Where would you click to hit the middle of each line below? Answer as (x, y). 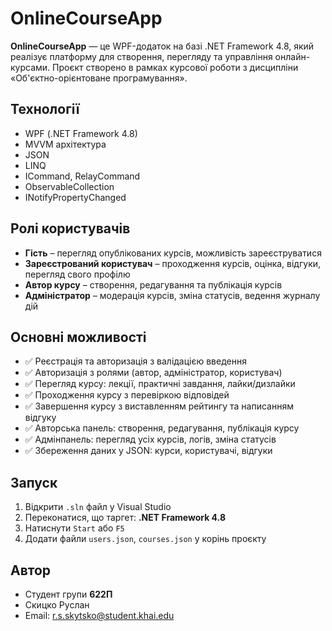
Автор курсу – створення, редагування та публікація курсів (153, 284)
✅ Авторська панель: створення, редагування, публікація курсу (162, 428)
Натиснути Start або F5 (74, 528)
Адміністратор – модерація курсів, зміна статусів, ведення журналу (172, 295)
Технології (45, 109)
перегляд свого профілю (77, 274)
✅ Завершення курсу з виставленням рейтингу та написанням (159, 406)
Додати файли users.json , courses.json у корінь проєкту (145, 539)
